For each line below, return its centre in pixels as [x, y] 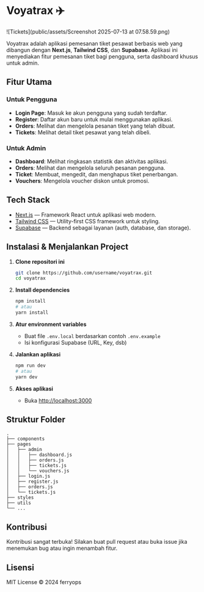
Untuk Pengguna [32, 99]
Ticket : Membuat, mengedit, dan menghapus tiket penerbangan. [97, 174]
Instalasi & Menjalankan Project [67, 247]
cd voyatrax [30, 278]
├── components [26, 439]
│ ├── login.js [28, 476]
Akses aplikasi [34, 388]
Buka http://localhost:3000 [58, 400]
